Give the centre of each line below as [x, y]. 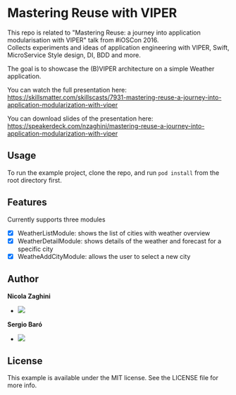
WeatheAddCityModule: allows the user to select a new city [104, 256]
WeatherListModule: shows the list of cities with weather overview [114, 233]
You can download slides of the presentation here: [80, 119]
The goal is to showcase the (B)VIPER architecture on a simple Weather [111, 68]
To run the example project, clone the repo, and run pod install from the [113, 172]
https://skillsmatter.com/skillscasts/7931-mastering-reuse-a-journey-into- [114, 97]
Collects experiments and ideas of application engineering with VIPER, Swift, [118, 47]
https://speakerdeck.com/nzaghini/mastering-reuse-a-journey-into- [106, 126]
